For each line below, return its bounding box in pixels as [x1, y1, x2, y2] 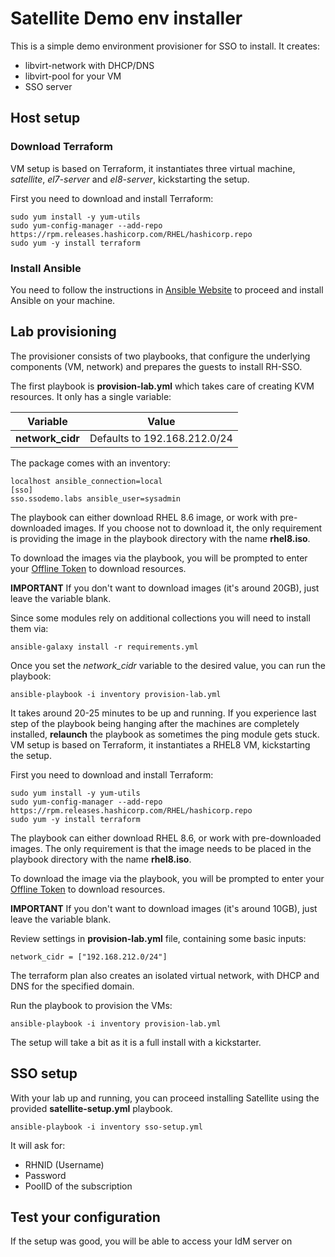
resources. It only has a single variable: [10, 390, 172, 402]
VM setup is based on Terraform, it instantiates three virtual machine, [10, 162, 296, 174]
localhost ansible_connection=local [10, 476, 163, 486]
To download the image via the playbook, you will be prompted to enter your [10, 872, 325, 884]
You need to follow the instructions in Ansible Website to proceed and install [10, 283, 324, 296]
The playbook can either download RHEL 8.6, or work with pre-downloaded [10, 832, 322, 844]
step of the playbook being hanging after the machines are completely [10, 717, 300, 729]
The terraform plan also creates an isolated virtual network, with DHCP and [10, 969, 320, 981]
